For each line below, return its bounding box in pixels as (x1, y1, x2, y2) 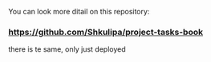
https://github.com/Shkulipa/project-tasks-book (8, 26, 203, 37)
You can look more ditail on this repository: (8, 7, 150, 16)
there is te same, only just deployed (8, 45, 126, 54)
